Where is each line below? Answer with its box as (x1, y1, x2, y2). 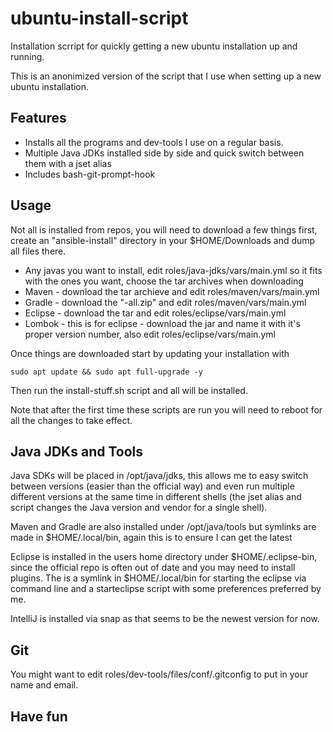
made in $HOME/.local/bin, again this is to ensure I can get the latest (10, 532, 293, 544)
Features (10, 110, 67, 127)
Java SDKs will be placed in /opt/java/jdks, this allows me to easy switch (10, 470, 309, 482)
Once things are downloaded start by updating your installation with (10, 347, 290, 359)
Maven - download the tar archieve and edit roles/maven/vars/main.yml (24, 285, 320, 297)
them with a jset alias (24, 157, 112, 169)
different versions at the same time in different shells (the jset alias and (10, 491, 302, 503)
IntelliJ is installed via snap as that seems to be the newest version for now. (10, 613, 320, 625)
